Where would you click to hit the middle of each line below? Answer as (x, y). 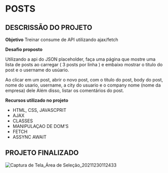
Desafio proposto (24, 49)
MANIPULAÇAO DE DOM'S (40, 126)
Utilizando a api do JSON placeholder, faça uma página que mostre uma (80, 59)
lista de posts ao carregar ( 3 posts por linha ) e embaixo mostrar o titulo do (84, 64)
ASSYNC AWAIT (29, 137)
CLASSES (23, 121)
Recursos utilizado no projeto (37, 100)
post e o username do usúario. (37, 70)
